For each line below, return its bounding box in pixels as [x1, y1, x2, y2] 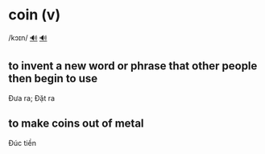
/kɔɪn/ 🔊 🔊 [8, 32, 48, 42]
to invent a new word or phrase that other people [8, 59, 258, 73]
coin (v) [8, 6, 61, 24]
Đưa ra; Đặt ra [8, 93, 55, 102]
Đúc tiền [8, 138, 36, 148]
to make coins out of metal [8, 117, 144, 131]
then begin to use [8, 72, 98, 85]
